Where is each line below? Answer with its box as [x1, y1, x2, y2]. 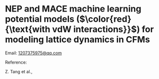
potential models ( [5, 13, 80, 25]
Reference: [5, 59, 27, 65]
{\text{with [5, 24, 51, 35]
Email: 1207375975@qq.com [5, 50, 62, 56]
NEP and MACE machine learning [5, 3, 141, 14]
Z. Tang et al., [5, 68, 33, 74]
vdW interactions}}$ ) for [52, 24, 154, 35]
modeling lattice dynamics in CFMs [5, 34, 150, 45]
